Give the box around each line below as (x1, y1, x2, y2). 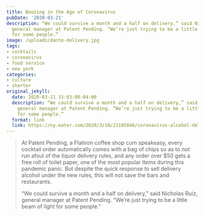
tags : (6, 43, 20, 49)
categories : (6, 71, 37, 77)
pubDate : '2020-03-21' (6, 15, 64, 21)
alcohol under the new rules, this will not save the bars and (21, 171, 170, 179)
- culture (6, 77, 32, 83)
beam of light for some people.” (21, 203, 101, 211)
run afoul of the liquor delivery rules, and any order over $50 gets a (21, 152, 191, 159)
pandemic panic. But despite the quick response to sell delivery (21, 165, 181, 173)
